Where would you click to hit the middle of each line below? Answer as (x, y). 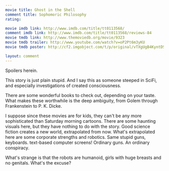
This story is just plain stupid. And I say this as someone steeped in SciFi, (81, 80)
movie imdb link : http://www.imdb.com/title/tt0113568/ (65, 28)
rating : (13, 19)
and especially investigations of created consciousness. (63, 85)
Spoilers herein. (21, 70)
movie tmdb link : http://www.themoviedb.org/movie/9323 (65, 38)
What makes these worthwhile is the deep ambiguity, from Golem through (81, 101)
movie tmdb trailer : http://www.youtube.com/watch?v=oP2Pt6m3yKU (75, 42)
